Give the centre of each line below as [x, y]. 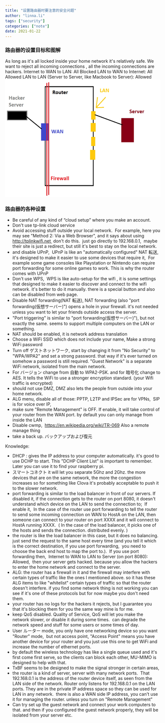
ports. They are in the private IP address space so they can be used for [84, 689]
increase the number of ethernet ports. [52, 647]
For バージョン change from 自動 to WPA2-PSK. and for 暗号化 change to [86, 372]
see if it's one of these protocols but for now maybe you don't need [81, 593]
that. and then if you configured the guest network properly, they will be [85, 710]
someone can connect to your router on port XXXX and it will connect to [85, 520]
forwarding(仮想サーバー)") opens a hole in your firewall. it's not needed [85, 307]
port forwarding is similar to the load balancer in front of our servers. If [84, 494]
